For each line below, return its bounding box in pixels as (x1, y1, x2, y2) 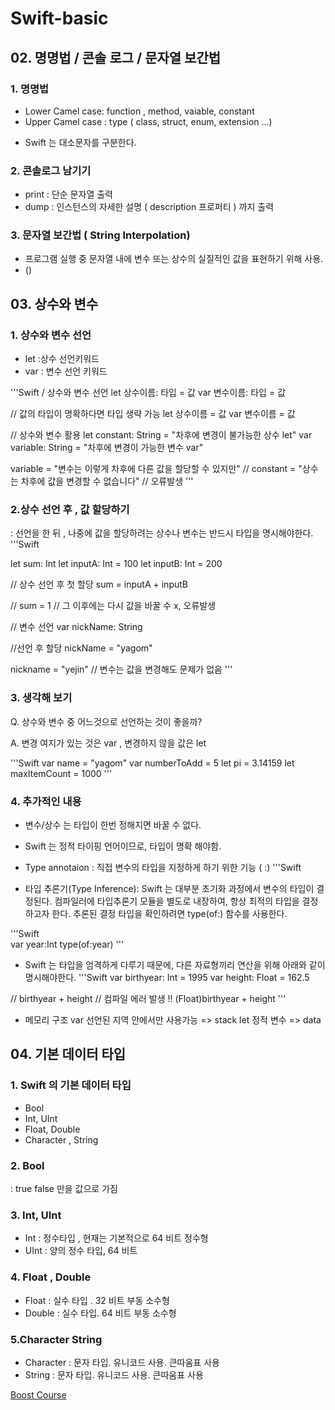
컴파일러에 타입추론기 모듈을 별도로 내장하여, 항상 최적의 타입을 (54, 895, 300, 907)
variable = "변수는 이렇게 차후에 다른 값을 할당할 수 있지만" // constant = (10, 463, 297, 475)
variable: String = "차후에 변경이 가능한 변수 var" (10, 442, 204, 454)
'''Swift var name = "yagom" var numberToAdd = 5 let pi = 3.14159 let (10, 757, 295, 769)
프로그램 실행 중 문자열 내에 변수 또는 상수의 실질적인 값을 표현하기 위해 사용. (24, 253, 324, 265)
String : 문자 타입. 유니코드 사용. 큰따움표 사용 (24, 1368, 204, 1381)
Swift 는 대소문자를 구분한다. (24, 136, 137, 148)
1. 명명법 (10, 82, 50, 96)
